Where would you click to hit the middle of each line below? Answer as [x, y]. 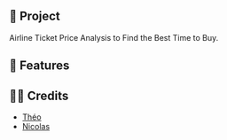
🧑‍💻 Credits [39, 95]
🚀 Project [35, 16]
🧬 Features [39, 66]
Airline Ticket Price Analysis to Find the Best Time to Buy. [114, 37]
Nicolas [36, 127]
